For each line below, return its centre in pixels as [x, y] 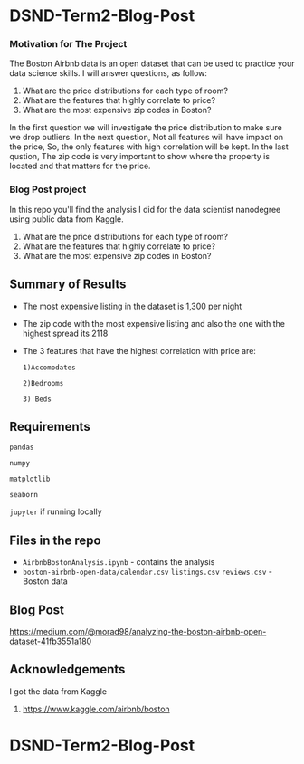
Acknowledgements [67, 669]
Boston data [45, 581]
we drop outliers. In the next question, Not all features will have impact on [147, 138]
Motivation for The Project [68, 44]
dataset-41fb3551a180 [51, 641]
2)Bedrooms [43, 383]
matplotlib [30, 479]
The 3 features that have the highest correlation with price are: [139, 350]
